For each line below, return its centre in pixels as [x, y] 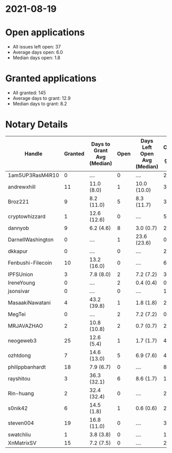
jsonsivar [19, 291]
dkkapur [18, 251]
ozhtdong [19, 355]
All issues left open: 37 [37, 47]
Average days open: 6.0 [38, 53]
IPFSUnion [20, 274]
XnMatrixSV [22, 443]
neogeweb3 [22, 341]
